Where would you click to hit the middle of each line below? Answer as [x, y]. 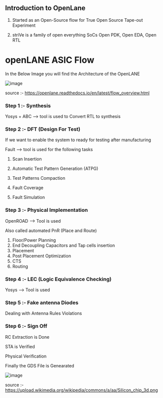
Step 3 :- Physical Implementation [47, 210]
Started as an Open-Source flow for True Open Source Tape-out [78, 20]
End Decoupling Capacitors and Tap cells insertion [64, 245]
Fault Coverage [28, 188]
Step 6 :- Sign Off [26, 326]
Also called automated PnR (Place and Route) [51, 230]
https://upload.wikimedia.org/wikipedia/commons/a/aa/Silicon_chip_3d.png [82, 390]
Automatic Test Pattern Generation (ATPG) [55, 169]
